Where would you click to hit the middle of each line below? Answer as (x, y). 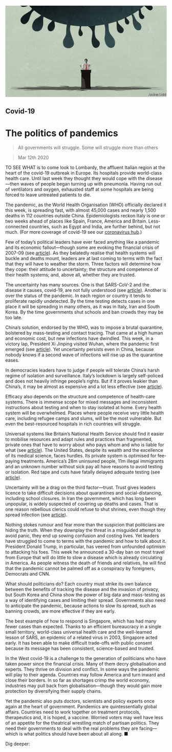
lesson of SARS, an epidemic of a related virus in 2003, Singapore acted (81, 637)
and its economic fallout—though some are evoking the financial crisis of (82, 247)
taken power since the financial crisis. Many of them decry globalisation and (86, 664)
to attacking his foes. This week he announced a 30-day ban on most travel (85, 552)
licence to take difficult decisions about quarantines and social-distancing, (84, 493)
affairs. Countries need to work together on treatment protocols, (73, 712)
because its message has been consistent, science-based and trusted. (80, 648)
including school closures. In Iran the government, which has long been (81, 498)
